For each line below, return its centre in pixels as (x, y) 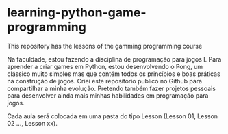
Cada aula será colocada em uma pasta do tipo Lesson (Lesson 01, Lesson (112, 116)
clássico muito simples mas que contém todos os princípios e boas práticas (114, 74)
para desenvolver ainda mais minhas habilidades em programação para (108, 95)
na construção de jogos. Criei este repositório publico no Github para (105, 81)
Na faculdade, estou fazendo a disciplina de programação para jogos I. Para (114, 59)
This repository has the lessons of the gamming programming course (105, 46)
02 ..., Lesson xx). (33, 123)
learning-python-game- (77, 13)
